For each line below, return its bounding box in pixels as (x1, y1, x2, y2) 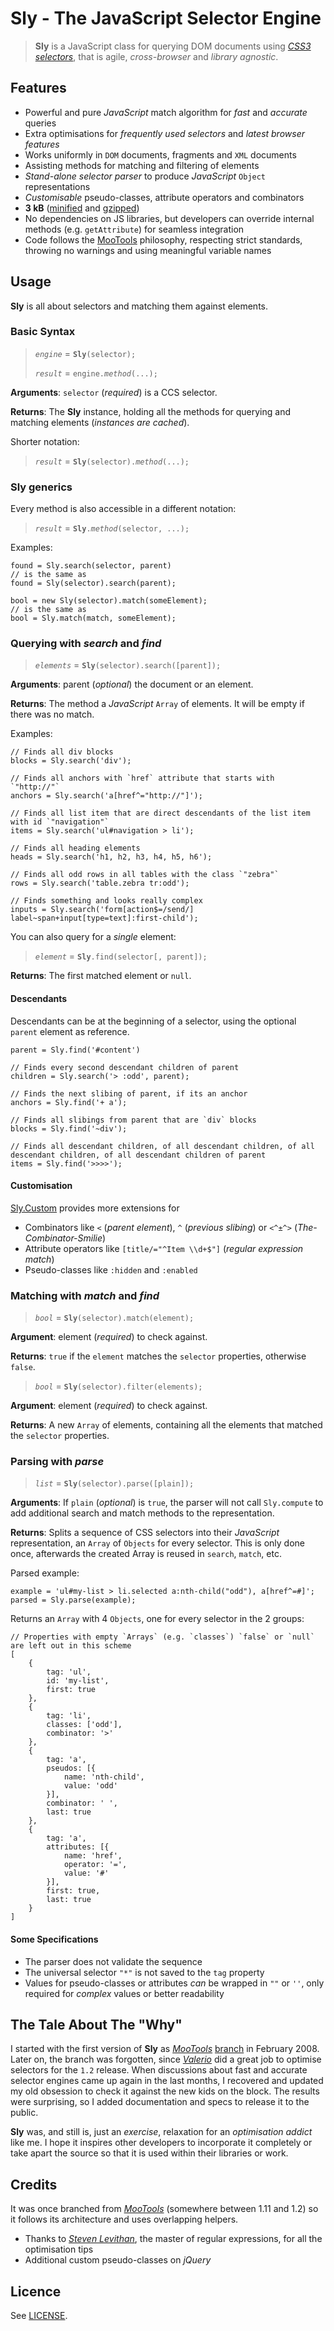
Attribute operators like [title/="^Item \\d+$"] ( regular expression (24, 1242, 304, 1254)
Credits (10, 2176, 58, 2193)
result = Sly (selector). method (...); (34, 455, 190, 467)
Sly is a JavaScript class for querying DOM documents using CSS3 (34, 40, 312, 52)
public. (10, 2107, 39, 2119)
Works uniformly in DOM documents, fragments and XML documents (24, 148, 297, 161)
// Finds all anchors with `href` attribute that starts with (10, 773, 275, 784)
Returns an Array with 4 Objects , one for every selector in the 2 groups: (10, 1613, 305, 1625)
